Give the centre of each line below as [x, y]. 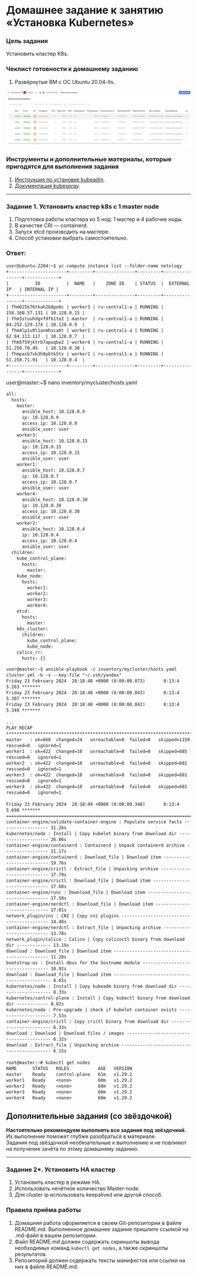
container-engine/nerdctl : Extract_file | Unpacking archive [84, 928]
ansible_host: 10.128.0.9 [53, 412]
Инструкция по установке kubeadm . [60, 179]
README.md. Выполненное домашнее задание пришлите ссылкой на [101, 1229]
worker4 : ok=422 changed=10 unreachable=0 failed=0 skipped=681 [97, 787]
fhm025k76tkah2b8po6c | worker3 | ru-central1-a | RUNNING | [88, 307]
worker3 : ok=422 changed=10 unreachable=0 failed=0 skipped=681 [97, 775]
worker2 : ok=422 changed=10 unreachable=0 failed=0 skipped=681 [97, 763]
